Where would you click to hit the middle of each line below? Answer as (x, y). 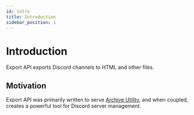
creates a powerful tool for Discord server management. (74, 106)
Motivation (26, 86)
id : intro (18, 11)
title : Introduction (31, 17)
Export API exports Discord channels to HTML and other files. (80, 67)
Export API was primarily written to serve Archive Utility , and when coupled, (97, 100)
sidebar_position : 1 (31, 22)
